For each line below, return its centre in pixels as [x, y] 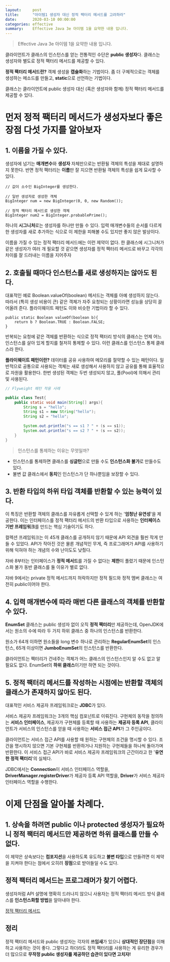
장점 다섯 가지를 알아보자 [53, 130]
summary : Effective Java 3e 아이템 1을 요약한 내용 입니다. [67, 29]
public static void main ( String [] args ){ [58, 402]
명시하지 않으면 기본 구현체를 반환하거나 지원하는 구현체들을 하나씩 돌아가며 [89, 746]
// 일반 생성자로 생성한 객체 [31, 197]
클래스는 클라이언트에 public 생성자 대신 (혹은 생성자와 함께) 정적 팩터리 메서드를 [85, 89]
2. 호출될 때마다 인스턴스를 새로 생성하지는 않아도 [77, 272]
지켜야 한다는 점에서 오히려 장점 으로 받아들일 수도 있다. [65, 863]
